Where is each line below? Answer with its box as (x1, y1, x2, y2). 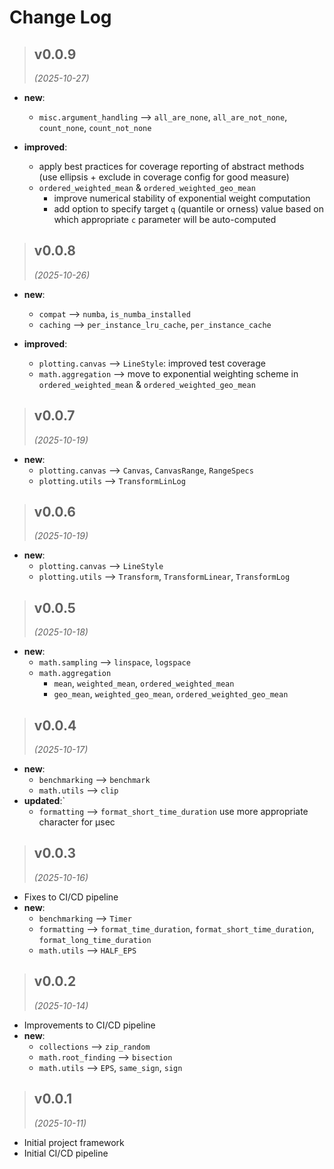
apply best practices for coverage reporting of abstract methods (38, 161, 305, 172)
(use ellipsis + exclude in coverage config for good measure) (38, 171, 290, 183)
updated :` (23, 795, 66, 807)
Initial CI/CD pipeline (23, 1147, 109, 1159)
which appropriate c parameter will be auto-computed (53, 214, 277, 225)
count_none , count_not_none (38, 122, 152, 133)
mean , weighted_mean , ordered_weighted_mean (53, 677, 235, 690)
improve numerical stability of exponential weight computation (53, 192, 311, 204)
